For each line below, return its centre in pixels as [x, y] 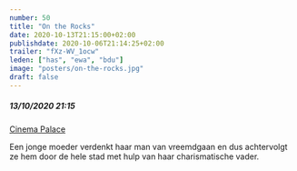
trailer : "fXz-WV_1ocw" [54, 52]
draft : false [34, 77]
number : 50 [30, 18]
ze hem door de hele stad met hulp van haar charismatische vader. [134, 156]
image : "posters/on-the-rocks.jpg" [77, 69]
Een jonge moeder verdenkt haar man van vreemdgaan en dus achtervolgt [148, 146]
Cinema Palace [38, 129]
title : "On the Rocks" [52, 26]
